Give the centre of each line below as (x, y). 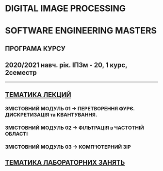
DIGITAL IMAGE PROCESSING (65, 9)
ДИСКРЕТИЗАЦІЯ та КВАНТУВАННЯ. (51, 115)
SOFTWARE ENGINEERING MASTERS (81, 31)
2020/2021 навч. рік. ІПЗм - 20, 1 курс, (66, 65)
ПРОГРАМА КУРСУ (35, 48)
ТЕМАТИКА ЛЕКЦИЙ (38, 94)
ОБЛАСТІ (16, 134)
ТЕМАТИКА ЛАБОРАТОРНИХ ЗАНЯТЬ (65, 162)
